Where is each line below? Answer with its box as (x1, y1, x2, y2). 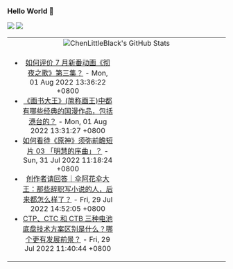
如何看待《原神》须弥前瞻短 (22, 136, 113, 146)
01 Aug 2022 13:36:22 (29, 78, 106, 87)
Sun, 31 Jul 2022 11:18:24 (23, 155, 113, 165)
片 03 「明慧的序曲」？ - (26, 146, 109, 156)
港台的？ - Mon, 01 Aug (28, 117, 107, 127)
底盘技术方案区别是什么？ (22, 225, 106, 234)
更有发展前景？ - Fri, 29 (32, 235, 111, 245)
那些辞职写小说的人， (36, 184, 106, 194)
